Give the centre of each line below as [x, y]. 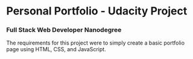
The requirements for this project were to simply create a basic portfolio [96, 43]
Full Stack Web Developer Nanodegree [64, 30]
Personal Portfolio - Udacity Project [97, 11]
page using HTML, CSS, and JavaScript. [56, 49]
